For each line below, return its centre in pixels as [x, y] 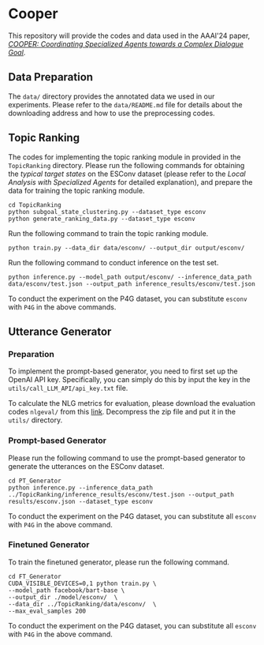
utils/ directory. [35, 420]
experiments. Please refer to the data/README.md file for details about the [125, 104]
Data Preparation [50, 77]
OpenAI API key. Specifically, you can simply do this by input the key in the [129, 380]
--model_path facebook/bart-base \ [67, 590]
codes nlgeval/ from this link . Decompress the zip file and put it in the [122, 412]
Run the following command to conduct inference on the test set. [113, 262]
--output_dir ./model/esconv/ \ [63, 597]
